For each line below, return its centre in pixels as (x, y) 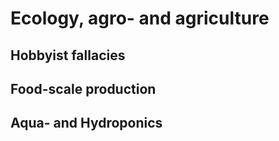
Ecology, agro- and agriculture (140, 18)
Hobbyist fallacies (68, 55)
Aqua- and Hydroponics (86, 123)
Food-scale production (83, 88)
